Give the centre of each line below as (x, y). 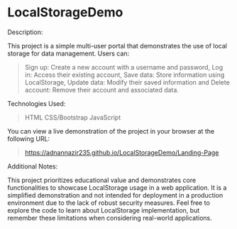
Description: (25, 32)
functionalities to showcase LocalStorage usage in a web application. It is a (117, 187)
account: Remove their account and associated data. (102, 90)
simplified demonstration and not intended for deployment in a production (115, 195)
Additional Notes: (33, 166)
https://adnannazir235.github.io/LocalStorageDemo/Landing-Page (122, 152)
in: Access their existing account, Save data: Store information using (125, 75)
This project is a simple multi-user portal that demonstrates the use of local (117, 46)
